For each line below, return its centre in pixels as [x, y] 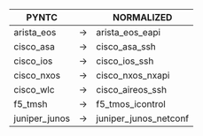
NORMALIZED [142, 17]
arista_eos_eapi [129, 32]
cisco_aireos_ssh [131, 90]
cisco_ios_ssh [125, 61]
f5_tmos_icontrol [131, 104]
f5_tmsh [31, 104]
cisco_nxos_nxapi [133, 76]
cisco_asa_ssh [126, 46]
